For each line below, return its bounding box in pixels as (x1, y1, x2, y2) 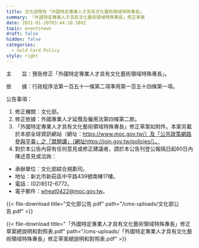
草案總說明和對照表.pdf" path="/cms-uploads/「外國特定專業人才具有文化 (6, 227, 187, 235)
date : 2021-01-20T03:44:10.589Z (6, 20, 86, 26)
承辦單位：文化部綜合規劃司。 (14, 165, 88, 172)
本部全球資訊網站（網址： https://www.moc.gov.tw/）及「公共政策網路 (20, 130, 192, 137)
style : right (6, 53, 39, 59)
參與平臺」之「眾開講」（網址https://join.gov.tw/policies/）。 (14, 137, 160, 145)
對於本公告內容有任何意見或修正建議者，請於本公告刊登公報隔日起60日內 (14, 145, 194, 152)
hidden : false (6, 36, 42, 42)
